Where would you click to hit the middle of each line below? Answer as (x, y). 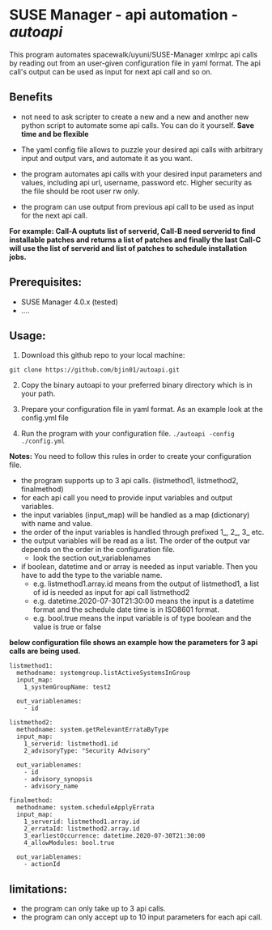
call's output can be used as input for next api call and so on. (111, 71)
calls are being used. (45, 651)
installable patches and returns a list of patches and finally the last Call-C (135, 240)
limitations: (38, 889)
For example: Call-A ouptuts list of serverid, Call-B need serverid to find (132, 231)
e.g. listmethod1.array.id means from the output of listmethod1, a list (146, 584)
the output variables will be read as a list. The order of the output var (135, 541)
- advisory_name (51, 787)
